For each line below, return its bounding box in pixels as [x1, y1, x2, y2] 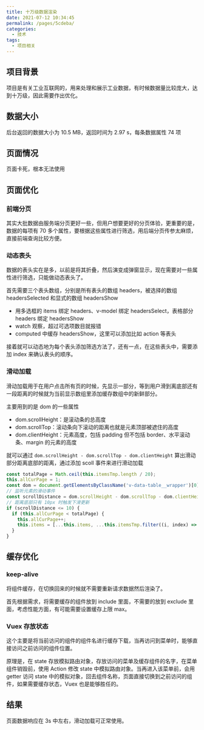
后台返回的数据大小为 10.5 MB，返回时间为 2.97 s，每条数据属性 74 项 [6, 128, 182, 136]
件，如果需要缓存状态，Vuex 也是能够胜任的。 [6, 680, 122, 687]
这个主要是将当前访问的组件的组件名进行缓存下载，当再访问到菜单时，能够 [6, 637, 192, 644]
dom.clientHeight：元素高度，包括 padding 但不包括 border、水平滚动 [15, 431, 191, 438]
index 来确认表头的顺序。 [13, 351, 76, 358]
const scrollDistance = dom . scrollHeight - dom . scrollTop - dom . [6, 494, 175, 500]
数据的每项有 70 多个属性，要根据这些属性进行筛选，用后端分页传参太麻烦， [6, 227, 197, 234]
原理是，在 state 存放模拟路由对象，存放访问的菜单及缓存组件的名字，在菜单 [6, 658, 197, 665]
